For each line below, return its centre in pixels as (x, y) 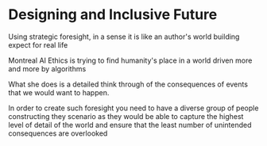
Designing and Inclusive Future (113, 15)
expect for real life (38, 44)
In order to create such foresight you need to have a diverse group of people (133, 108)
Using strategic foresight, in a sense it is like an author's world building (124, 36)
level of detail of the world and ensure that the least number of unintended (130, 125)
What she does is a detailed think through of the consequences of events (128, 84)
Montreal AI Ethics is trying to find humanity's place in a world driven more (130, 60)
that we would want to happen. (59, 92)
